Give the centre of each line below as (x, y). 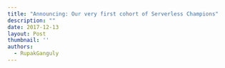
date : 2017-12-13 (33, 27)
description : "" (31, 21)
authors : (20, 47)
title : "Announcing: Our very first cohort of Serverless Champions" (113, 14)
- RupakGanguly (36, 54)
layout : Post (27, 34)
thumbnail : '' (29, 40)
